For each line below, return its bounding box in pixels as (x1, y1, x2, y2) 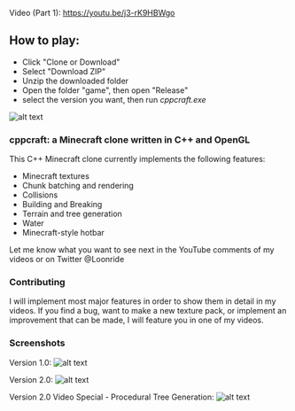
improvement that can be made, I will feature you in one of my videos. (9, 314, 264, 326)
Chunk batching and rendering (21, 181, 135, 191)
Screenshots (9, 337, 66, 349)
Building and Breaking (21, 199, 103, 210)
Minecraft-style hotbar (21, 228, 105, 238)
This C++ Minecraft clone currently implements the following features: (9, 154, 266, 165)
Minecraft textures (21, 171, 90, 182)
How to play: (9, 33, 80, 48)
